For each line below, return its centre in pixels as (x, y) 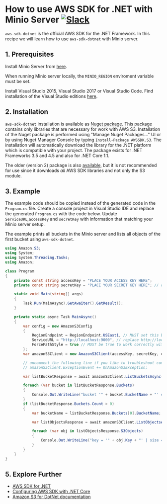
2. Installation (27, 112)
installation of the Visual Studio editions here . (51, 96)
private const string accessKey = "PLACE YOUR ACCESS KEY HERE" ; (83, 280)
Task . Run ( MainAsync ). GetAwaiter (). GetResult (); (73, 303)
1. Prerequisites (30, 54)
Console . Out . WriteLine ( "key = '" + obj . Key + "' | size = (102, 440)
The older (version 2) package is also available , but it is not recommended (81, 165)
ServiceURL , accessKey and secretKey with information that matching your (79, 219)
